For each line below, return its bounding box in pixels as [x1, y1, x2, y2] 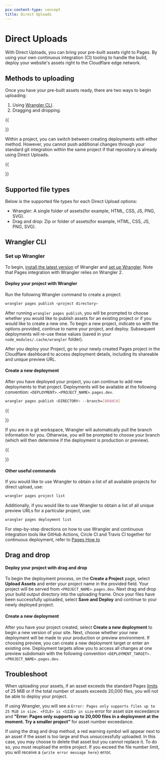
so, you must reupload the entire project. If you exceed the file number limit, [5, 744, 160, 750]
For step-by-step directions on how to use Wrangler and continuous [5, 526, 143, 532]
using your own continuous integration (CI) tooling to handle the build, [5, 55, 148, 61]
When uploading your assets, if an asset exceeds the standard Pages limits [5, 683, 158, 689]
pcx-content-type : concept [5, 7, 61, 12]
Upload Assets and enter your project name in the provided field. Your [5, 581, 149, 587]
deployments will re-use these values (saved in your [5, 331, 112, 337]
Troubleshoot [5, 670, 48, 679]
